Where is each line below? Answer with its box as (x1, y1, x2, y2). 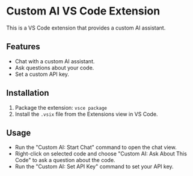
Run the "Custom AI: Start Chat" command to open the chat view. (14, 143, 177, 151)
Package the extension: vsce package (14, 104, 107, 111)
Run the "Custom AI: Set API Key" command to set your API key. (14, 163, 174, 170)
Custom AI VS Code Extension (6, 4, 161, 18)
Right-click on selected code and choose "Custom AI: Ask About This (14, 150, 188, 157)
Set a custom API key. (14, 71, 69, 78)
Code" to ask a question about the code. (14, 157, 115, 164)
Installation (6, 88, 49, 98)
